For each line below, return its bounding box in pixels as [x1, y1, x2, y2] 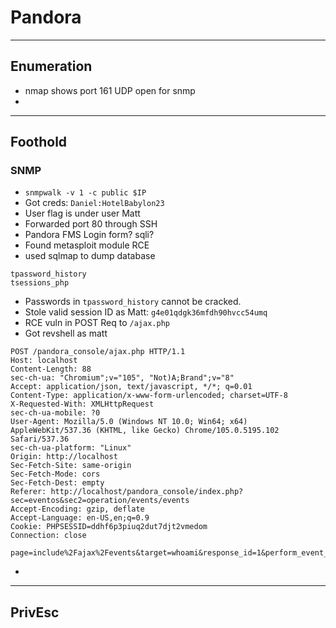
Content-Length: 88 [10, 364, 92, 375]
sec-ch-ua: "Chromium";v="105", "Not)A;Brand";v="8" [10, 373, 235, 383]
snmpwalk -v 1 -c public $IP [24, 188, 147, 198]
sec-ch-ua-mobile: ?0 [10, 408, 101, 418]
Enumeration [10, 58, 93, 75]
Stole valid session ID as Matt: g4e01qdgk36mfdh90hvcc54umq [24, 306, 268, 318]
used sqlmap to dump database [24, 250, 156, 262]
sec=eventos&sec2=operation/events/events [10, 496, 190, 506]
